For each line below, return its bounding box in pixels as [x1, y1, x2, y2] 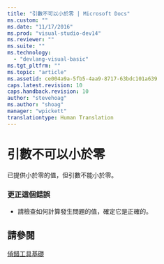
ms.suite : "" [7, 43, 45, 50]
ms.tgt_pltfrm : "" [7, 62, 61, 69]
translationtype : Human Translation [7, 114, 114, 121]
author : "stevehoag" [7, 95, 68, 102]
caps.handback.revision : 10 [7, 88, 89, 95]
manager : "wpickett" [7, 108, 68, 115]
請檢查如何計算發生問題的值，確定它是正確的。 [17, 207, 152, 215]
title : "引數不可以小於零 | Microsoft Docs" [7, 10, 131, 17]
